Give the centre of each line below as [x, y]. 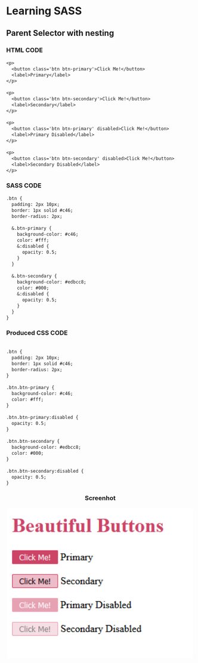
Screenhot [100, 498]
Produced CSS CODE [37, 333]
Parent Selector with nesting [60, 33]
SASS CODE [24, 185]
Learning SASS [44, 11]
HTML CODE [24, 50]
